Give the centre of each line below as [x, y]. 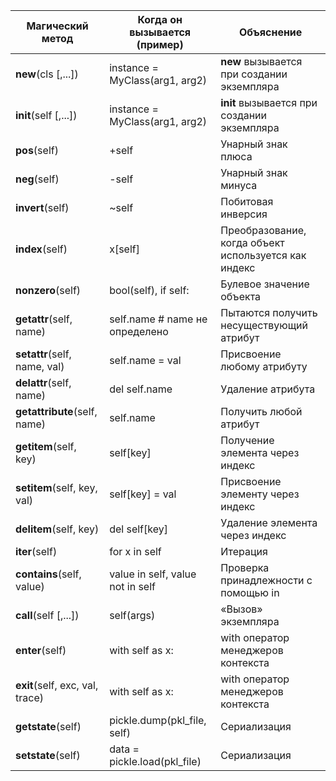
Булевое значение [265, 284]
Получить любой [261, 411]
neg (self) [37, 179]
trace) [29, 697]
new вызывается [261, 61]
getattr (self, [44, 319]
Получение [247, 440]
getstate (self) [48, 726]
